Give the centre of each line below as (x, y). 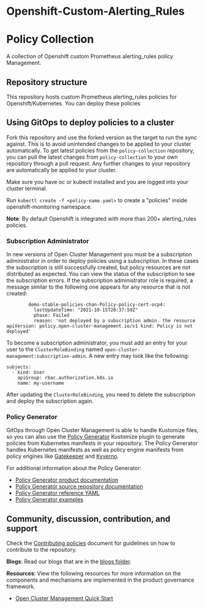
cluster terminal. (27, 188)
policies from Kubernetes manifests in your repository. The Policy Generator (102, 443)
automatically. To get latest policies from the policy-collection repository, (100, 150)
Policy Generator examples (49, 500)
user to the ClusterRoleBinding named (55, 349)
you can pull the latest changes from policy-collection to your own (92, 157)
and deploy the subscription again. (50, 401)
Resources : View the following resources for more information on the (94, 574)
